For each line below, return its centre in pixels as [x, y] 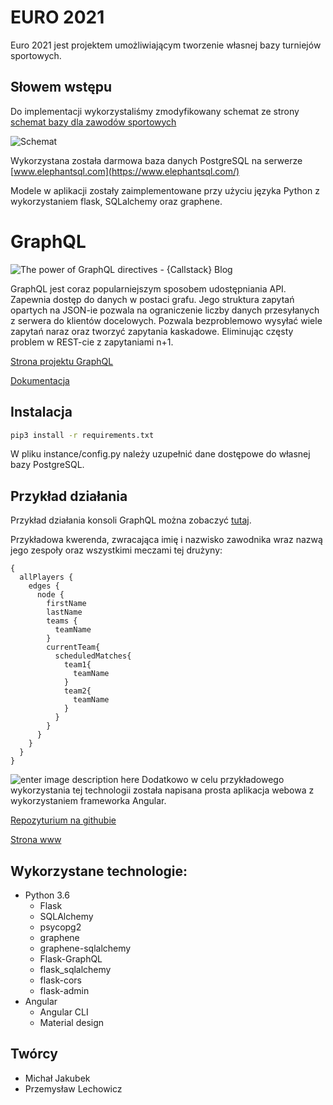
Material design [72, 1022]
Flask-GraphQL [71, 959]
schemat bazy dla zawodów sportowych [93, 122]
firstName [66, 604]
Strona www [36, 840]
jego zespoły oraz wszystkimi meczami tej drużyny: [116, 550]
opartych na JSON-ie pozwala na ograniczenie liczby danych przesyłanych [165, 310]
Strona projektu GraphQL [62, 361]
